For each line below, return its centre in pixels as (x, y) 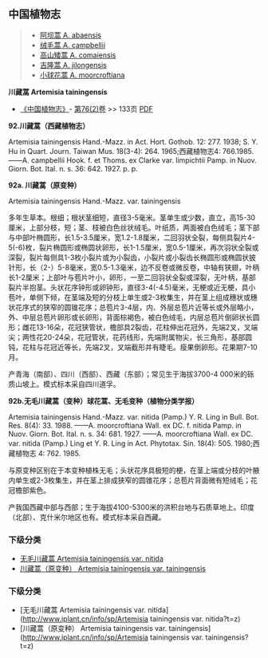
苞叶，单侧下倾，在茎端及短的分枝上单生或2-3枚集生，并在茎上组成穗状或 (130, 297)
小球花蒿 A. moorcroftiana (82, 75)
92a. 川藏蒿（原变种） (45, 185)
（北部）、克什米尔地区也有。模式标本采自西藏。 (87, 517)
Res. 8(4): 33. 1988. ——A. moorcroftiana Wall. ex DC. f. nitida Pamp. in (125, 425)
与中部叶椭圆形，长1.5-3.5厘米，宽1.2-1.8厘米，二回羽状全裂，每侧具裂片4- (132, 237)
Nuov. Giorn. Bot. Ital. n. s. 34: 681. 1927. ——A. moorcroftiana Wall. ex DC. (131, 434)
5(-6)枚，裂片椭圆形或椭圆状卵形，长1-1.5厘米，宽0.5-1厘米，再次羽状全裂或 (134, 247)
